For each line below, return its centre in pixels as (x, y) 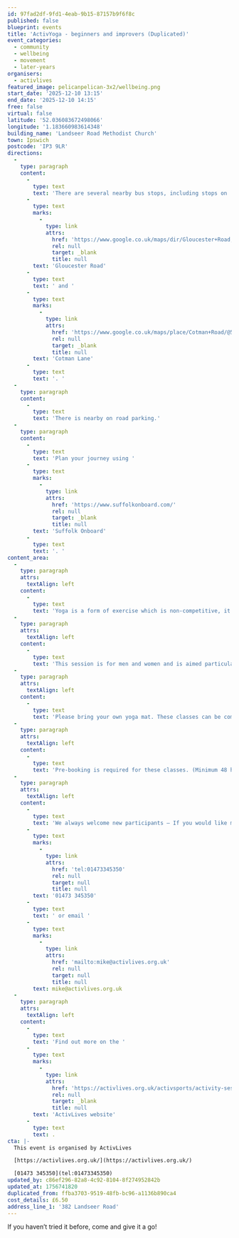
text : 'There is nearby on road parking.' (97, 419)
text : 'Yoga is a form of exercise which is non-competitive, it (132, 610)
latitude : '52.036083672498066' (55, 120)
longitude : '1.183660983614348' (55, 127)
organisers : (25, 73)
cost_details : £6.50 (38, 1200)
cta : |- (19, 1141)
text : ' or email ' (62, 916)
